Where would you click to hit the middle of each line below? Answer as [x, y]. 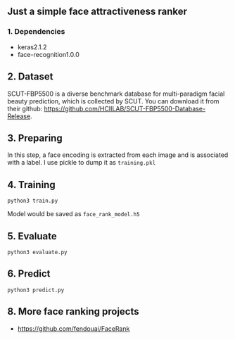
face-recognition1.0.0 [48, 54]
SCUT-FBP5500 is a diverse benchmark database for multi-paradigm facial [116, 94]
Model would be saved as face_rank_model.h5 [74, 214]
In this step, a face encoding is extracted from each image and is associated [118, 155]
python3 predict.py [36, 290]
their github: [25, 108]
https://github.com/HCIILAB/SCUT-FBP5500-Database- [125, 108]
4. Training [31, 185]
